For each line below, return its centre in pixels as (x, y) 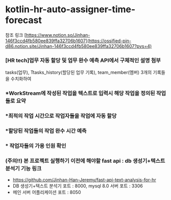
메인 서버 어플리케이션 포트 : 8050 (47, 192)
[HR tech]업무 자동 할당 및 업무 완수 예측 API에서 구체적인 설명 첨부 (83, 60)
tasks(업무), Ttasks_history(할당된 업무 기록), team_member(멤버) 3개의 (79, 72)
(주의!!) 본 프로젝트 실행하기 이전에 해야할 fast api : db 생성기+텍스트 (85, 161)
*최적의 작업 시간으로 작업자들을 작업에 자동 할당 (61, 116)
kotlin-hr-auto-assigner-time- (70, 9)
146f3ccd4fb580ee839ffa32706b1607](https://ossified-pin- (68, 41)
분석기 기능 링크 (23, 168)
